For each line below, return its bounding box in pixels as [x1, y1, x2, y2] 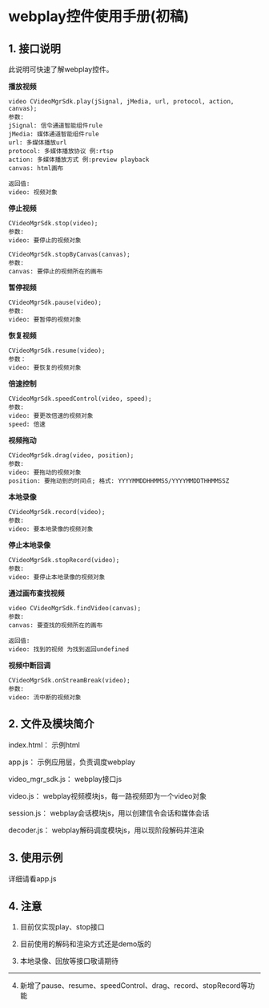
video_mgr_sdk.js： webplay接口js [8, 774, 122, 783]
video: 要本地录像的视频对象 [8, 525, 94, 533]
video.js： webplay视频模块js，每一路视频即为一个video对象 [8, 791, 207, 800]
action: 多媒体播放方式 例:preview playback [8, 156, 150, 164]
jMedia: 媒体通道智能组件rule [8, 130, 100, 138]
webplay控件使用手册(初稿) [8, 7, 190, 26]
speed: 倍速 [8, 420, 46, 428]
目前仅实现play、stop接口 [19, 922, 106, 932]
